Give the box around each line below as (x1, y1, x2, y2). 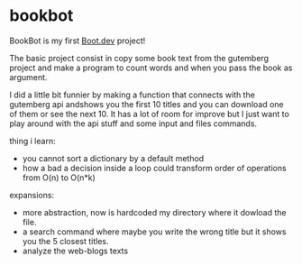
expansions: (9, 189, 55, 200)
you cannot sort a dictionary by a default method (22, 152, 205, 163)
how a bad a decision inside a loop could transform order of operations (22, 162, 287, 173)
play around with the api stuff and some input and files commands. (9, 118, 258, 129)
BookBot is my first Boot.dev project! (9, 35, 146, 46)
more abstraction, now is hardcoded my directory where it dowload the (22, 206, 287, 217)
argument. (9, 71, 48, 82)
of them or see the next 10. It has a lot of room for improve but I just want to (9, 108, 290, 119)
